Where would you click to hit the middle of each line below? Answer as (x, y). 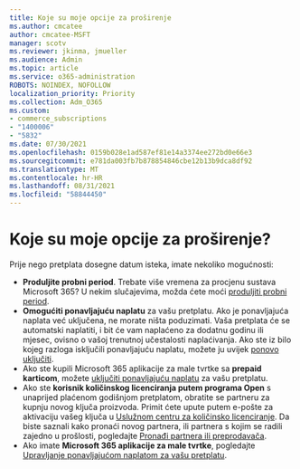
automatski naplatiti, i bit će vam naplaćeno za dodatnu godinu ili (143, 330)
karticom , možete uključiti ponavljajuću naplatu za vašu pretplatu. (145, 378)
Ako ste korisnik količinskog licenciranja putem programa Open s (146, 388)
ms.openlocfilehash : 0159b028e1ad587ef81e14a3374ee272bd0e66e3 (131, 152)
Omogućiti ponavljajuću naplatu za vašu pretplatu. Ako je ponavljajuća (155, 311)
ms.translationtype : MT (54, 169)
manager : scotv (38, 43)
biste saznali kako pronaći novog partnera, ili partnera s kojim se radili (152, 426)
